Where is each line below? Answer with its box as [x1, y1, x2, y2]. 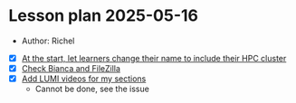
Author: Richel [21, 35, 75, 46]
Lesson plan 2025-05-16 [8, 5, 198, 26]
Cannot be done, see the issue [34, 83, 150, 95]
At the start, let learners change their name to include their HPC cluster [21, 52, 287, 63]
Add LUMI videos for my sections [21, 73, 147, 84]
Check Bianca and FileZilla [21, 63, 121, 73]
